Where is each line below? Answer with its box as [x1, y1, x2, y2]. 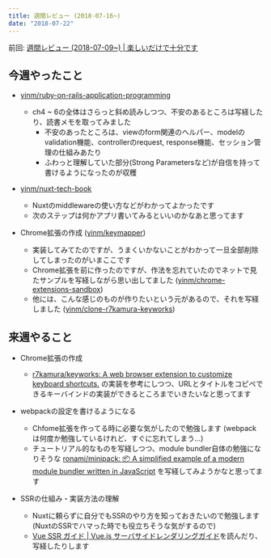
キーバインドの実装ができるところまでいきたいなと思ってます [46, 389, 252, 399]
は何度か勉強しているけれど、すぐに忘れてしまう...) [32, 433, 204, 443]
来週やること [8, 330, 73, 344]
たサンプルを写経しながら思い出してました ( [32, 276, 179, 285]
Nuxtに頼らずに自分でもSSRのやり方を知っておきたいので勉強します [32, 511, 260, 521]
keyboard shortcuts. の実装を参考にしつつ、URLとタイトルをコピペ [32, 379, 256, 389]
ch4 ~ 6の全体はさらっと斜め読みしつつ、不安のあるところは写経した [32, 107, 264, 117]
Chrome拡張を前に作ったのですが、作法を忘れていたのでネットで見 [32, 265, 257, 275]
